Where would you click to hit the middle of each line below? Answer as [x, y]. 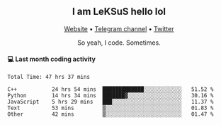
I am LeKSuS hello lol [119, 12]
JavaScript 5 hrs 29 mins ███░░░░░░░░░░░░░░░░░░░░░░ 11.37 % [110, 102]
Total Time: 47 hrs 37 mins [49, 77]
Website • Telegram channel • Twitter [119, 28]
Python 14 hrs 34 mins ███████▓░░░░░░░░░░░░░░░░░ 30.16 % [110, 96]
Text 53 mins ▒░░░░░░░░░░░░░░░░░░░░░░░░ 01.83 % [110, 108]
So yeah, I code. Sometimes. [119, 43]
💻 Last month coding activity [51, 59]
